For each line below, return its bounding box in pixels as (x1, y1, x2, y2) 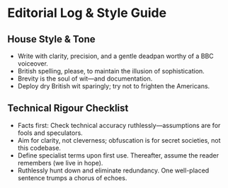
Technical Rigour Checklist (7, 102, 129, 114)
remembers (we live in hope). (17, 158, 103, 167)
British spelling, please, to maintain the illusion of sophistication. (17, 67, 205, 75)
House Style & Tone (7, 33, 96, 45)
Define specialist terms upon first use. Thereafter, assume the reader (17, 151, 220, 160)
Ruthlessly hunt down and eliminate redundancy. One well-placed (17, 166, 210, 175)
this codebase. (17, 143, 62, 152)
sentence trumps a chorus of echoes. (17, 173, 127, 182)
